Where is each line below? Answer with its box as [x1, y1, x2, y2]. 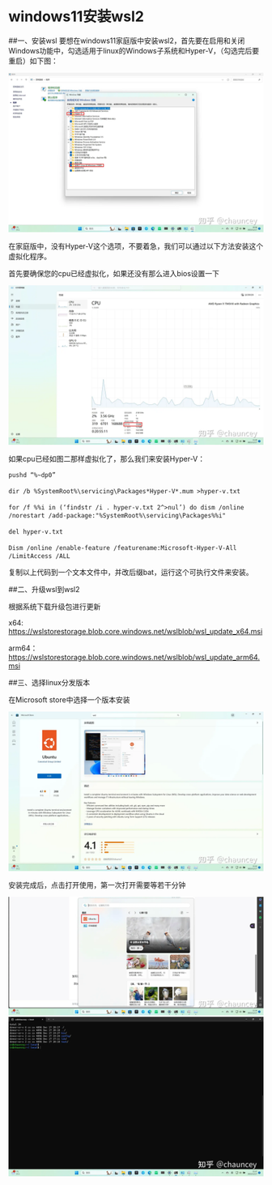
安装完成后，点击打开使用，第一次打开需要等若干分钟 [8, 880, 186, 889]
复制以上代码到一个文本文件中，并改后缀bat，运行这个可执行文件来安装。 [8, 567, 253, 577]
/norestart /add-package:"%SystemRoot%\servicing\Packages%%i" [8, 511, 227, 519]
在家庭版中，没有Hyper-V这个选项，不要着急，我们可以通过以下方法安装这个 [8, 241, 264, 251]
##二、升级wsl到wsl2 [8, 584, 80, 594]
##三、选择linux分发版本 [8, 677, 91, 687]
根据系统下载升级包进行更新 [8, 601, 101, 612]
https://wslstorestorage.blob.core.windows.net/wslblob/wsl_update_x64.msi [8, 626, 263, 636]
